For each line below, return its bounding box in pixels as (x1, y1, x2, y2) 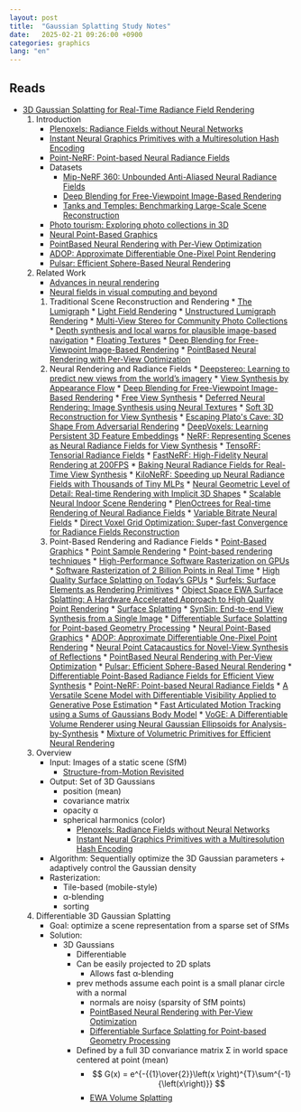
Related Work (35, 267, 87, 278)
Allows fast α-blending (89, 967, 174, 978)
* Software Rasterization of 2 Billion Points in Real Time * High (49, 565, 280, 575)
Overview (35, 747, 72, 758)
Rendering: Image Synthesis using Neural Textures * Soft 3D (49, 401, 274, 412)
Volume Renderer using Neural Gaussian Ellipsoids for (49, 718, 250, 729)
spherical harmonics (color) (62, 814, 166, 825)
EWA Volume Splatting (89, 1092, 173, 1103)
